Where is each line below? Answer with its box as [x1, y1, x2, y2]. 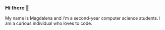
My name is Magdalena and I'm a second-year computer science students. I [5, 15, 161, 21]
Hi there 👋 [5, 4, 30, 11]
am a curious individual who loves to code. [5, 20, 93, 26]
